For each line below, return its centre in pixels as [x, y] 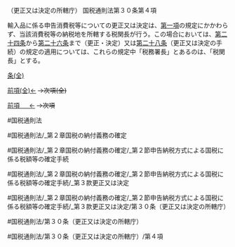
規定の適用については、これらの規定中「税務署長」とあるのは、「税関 [126, 52]
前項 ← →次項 [31, 105]
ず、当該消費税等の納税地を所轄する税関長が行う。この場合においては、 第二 [117, 34]
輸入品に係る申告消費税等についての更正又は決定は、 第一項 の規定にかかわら [118, 25]
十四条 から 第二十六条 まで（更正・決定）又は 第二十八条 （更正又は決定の [112, 43]
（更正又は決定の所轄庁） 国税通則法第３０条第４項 [82, 10]
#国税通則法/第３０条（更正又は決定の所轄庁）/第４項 [85, 236]
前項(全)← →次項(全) [37, 90]
